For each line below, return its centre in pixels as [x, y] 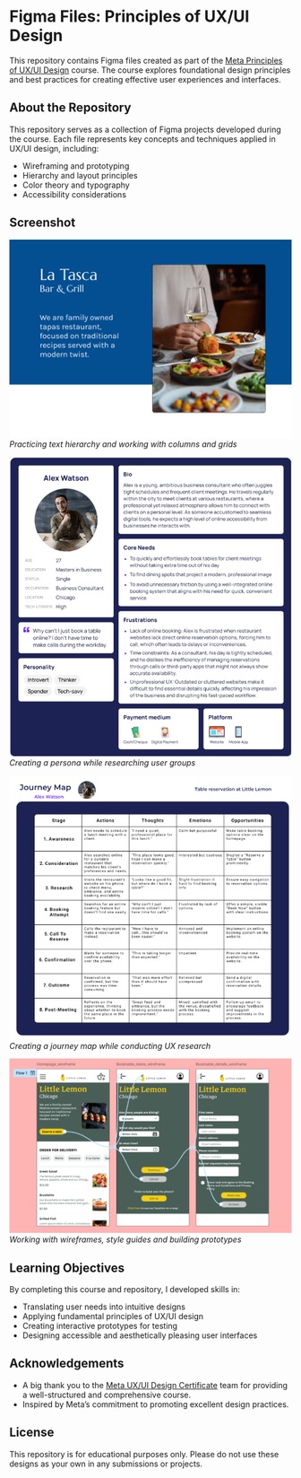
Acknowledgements [67, 1364]
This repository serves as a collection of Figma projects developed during [146, 129]
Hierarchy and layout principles [80, 175]
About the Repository [70, 108]
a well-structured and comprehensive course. [107, 1395]
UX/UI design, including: [54, 148]
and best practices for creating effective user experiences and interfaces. [145, 79]
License [32, 1433]
